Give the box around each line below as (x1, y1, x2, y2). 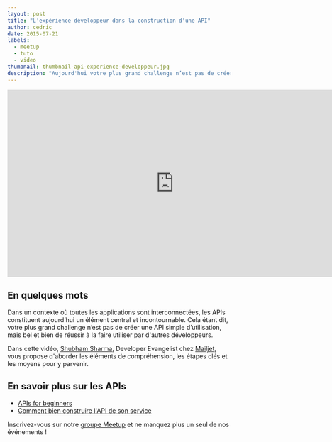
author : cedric (7, 23, 52, 31)
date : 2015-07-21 (7, 30, 59, 38)
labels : (7, 37, 31, 44)
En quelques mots (7, 289, 89, 302)
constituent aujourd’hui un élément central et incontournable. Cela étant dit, (7, 316, 228, 324)
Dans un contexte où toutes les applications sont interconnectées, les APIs (7, 308, 226, 316)
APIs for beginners (17, 399, 72, 408)
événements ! (7, 428, 48, 436)
